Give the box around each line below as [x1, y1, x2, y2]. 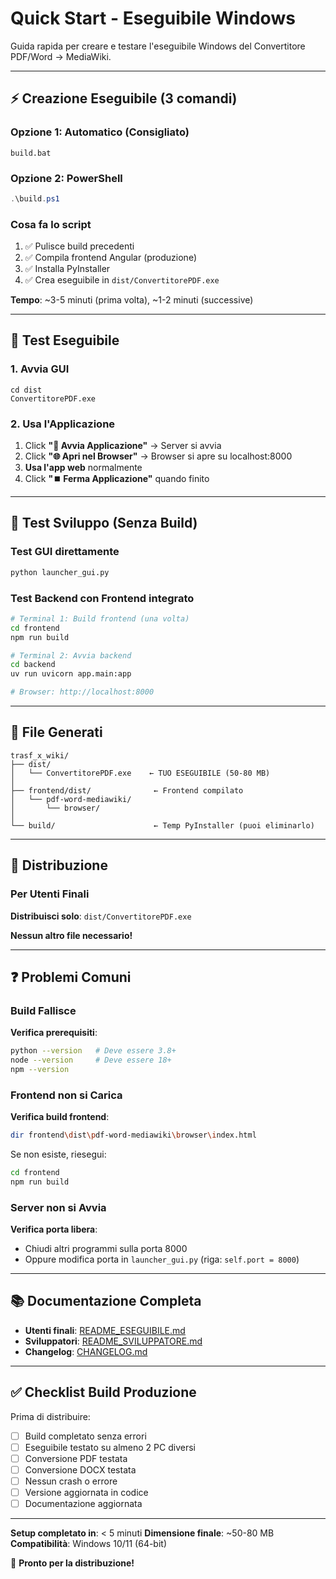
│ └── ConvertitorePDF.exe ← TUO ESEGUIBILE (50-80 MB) [10, 768, 271, 778]
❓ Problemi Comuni [10, 968, 132, 986]
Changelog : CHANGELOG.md [24, 1345, 148, 1357]
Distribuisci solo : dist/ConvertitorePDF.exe [10, 910, 192, 922]
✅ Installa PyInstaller [24, 263, 111, 275]
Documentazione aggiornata [24, 1498, 143, 1510]
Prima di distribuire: [10, 1410, 91, 1422]
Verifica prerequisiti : [10, 1027, 98, 1039]
